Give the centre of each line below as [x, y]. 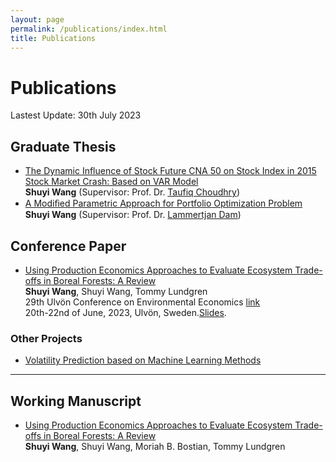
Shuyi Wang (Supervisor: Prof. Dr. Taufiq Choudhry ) [132, 192]
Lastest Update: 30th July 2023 [76, 115]
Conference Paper [68, 246]
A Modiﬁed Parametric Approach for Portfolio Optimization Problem [163, 203]
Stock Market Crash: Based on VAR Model [111, 182]
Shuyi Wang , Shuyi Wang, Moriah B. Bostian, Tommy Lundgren [155, 447]
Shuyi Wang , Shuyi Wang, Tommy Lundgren [116, 291]
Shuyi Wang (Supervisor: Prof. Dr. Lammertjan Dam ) [133, 215]
